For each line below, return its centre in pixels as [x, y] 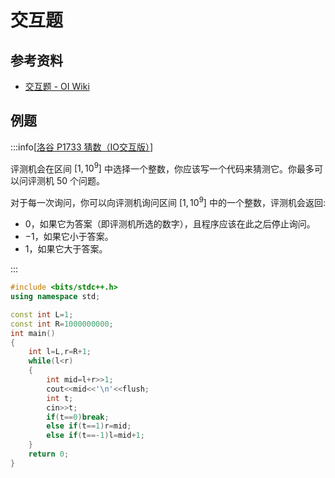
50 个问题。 [81, 181]
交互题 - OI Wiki [57, 86]
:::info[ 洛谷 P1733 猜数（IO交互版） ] [82, 147]
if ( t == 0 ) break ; [78, 417]
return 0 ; [49, 454]
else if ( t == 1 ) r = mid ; [89, 426]
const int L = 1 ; [42, 314]
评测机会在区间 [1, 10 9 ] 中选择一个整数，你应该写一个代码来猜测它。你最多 [162, 168]
